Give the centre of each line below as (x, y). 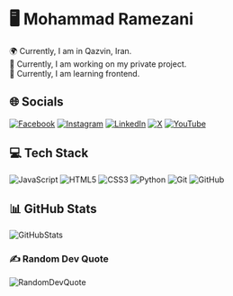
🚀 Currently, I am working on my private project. (98, 64)
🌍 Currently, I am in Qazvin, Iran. (71, 51)
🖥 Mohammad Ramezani (101, 19)
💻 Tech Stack (49, 153)
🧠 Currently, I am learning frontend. (75, 73)
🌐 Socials (37, 102)
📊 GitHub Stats (53, 209)
